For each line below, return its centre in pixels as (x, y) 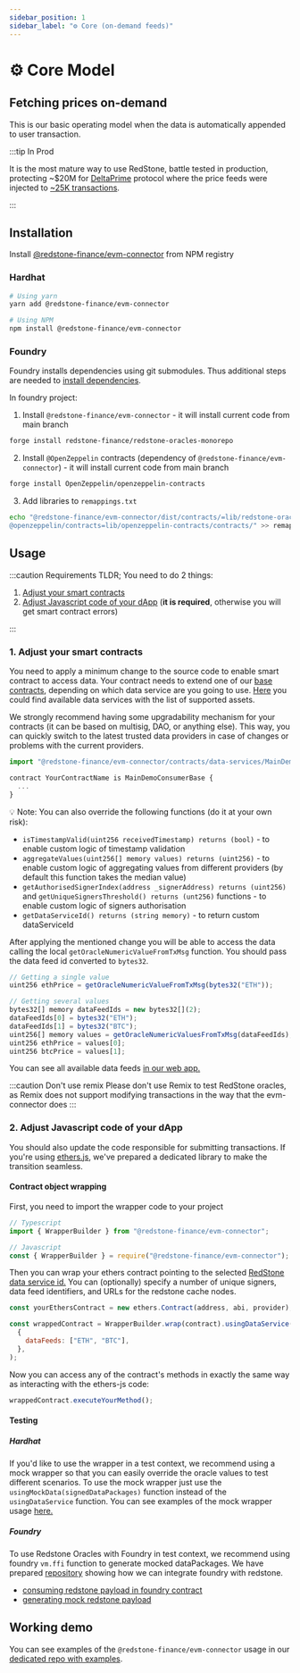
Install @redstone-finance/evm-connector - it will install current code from (156, 415)
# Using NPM (31, 321)
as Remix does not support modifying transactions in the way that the (137, 1095)
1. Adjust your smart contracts (76, 651)
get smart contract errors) (70, 611)
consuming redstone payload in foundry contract (112, 1590)
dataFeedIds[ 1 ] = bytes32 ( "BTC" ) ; (74, 1026)
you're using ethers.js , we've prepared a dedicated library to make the (138, 1157)
